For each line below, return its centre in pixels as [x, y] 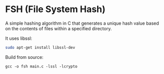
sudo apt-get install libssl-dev [40, 47]
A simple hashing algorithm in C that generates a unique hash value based [82, 23]
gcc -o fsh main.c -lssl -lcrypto [42, 66]
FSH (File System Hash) [55, 9]
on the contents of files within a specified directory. [59, 28]
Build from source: [24, 57]
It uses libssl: [19, 38]
